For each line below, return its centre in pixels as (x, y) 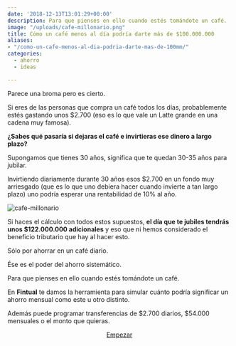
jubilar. (17, 165)
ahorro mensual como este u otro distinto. (69, 299)
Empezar (119, 335)
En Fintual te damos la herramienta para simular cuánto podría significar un (118, 292)
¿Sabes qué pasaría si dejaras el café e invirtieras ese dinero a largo (109, 136)
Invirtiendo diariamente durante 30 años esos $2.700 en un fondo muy (111, 179)
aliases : (20, 41)
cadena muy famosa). (39, 122)
